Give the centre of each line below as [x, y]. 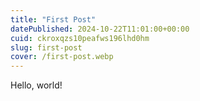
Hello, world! [36, 85]
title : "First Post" [53, 19]
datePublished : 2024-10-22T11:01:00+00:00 [100, 29]
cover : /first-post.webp [62, 57]
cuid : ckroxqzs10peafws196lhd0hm [80, 38]
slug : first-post [46, 47]
